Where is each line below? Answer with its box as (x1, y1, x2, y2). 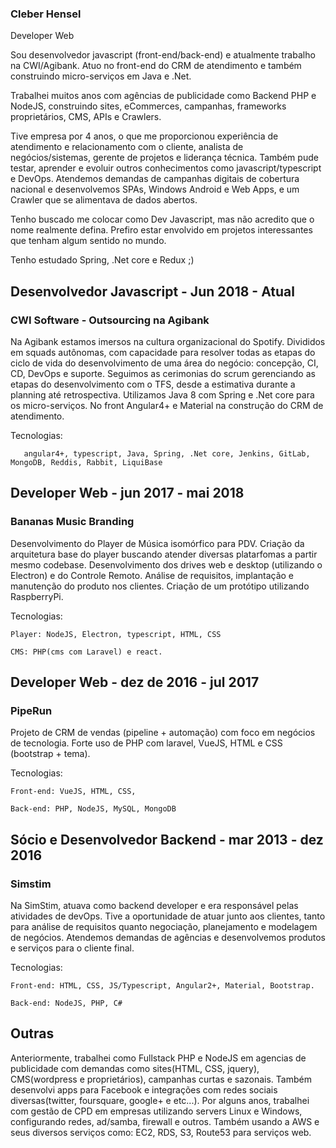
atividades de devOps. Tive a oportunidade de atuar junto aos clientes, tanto (10, 910, 326, 922)
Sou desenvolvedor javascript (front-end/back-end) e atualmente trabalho (10, 49, 316, 61)
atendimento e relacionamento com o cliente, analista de (10, 141, 244, 153)
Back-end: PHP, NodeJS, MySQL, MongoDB (10, 804, 177, 814)
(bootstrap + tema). (10, 748, 91, 760)
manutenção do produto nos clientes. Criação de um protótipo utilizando (10, 580, 310, 592)
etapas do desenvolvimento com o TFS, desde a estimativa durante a (10, 378, 296, 390)
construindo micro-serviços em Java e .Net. (10, 70, 192, 82)
